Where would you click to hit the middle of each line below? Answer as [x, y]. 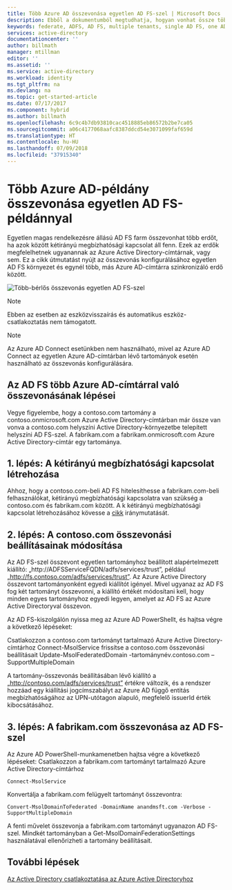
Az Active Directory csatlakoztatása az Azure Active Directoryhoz [100, 879]
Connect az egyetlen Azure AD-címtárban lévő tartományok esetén [103, 356]
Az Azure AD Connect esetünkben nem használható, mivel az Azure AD [109, 348]
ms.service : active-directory [51, 71]
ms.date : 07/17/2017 [37, 104]
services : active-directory [48, 33]
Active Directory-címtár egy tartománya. [65, 442]
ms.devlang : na [29, 91]
